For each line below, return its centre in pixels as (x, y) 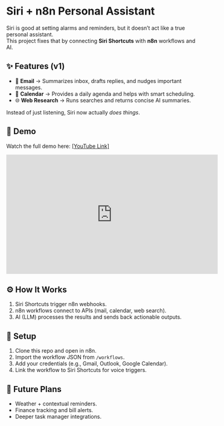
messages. (29, 87)
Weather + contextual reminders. (56, 404)
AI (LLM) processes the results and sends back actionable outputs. (98, 317)
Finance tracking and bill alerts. (54, 410)
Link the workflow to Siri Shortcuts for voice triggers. (81, 370)
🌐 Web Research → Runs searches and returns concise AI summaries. (103, 100)
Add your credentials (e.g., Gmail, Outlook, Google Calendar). (91, 364)
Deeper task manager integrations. (58, 417)
